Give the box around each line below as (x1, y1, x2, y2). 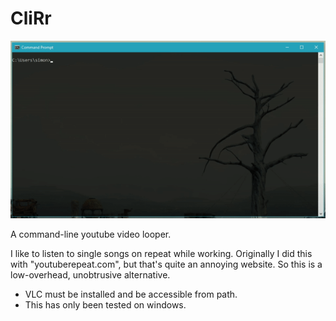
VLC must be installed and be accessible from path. (24, 288, 238, 300)
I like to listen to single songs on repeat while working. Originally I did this (10, 247, 313, 259)
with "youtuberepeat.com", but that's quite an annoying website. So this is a (10, 258, 323, 270)
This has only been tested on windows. (24, 298, 187, 311)
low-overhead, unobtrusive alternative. (10, 268, 171, 281)
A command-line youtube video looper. (10, 228, 172, 240)
